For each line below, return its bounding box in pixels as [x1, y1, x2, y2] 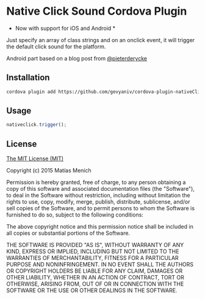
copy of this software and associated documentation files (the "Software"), [6, 185, 195, 193]
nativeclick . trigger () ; [6, 122, 67, 128]
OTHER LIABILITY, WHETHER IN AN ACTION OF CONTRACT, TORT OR [6, 274, 184, 281]
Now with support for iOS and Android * [15, 24, 116, 32]
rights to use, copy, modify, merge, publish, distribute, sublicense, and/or [6, 198, 190, 205]
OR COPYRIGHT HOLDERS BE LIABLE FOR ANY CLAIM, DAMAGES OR [6, 267, 183, 275]
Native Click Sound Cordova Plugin [6, 4, 187, 18]
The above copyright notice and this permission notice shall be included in [6, 223, 193, 231]
